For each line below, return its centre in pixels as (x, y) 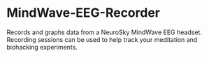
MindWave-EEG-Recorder (83, 13)
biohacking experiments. (42, 47)
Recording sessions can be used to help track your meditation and (102, 39)
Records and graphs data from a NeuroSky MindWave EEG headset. (104, 32)
